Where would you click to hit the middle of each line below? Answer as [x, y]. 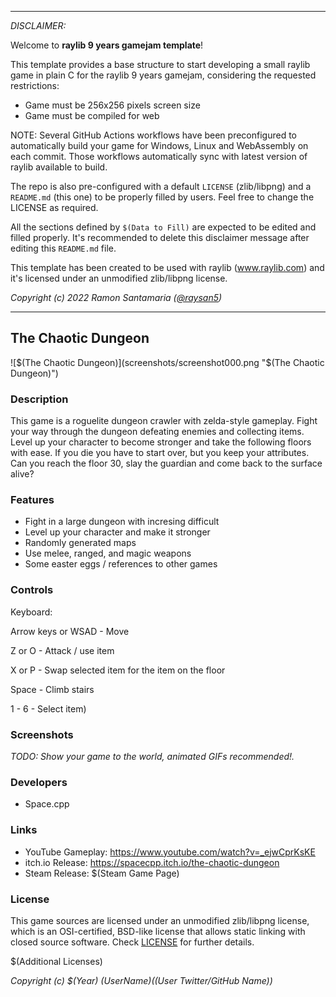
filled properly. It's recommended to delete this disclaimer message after [160, 237]
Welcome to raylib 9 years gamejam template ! [107, 45]
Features [32, 500]
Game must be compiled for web [92, 115]
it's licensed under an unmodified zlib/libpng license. [119, 278]
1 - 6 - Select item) [48, 708]
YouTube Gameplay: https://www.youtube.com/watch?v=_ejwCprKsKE [170, 852]
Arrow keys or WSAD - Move [70, 631]
